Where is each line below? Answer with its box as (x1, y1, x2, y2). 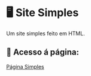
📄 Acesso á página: (6, 47, 80, 57)
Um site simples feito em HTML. (6, 29, 85, 37)
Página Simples (6, 63, 45, 70)
